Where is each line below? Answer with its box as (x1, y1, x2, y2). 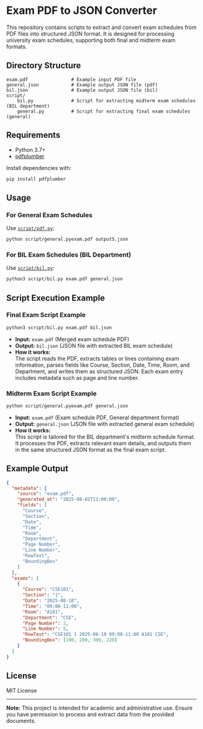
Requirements (6, 130, 60, 140)
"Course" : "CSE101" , (22, 586, 74, 593)
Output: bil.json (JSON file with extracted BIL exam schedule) (14, 342, 173, 349)
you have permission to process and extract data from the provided (6, 710, 174, 718)
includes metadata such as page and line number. (14, 374, 140, 381)
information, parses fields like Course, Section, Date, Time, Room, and (14, 361, 190, 368)
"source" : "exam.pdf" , (17, 491, 74, 497)
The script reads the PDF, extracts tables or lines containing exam (14, 355, 179, 362)
